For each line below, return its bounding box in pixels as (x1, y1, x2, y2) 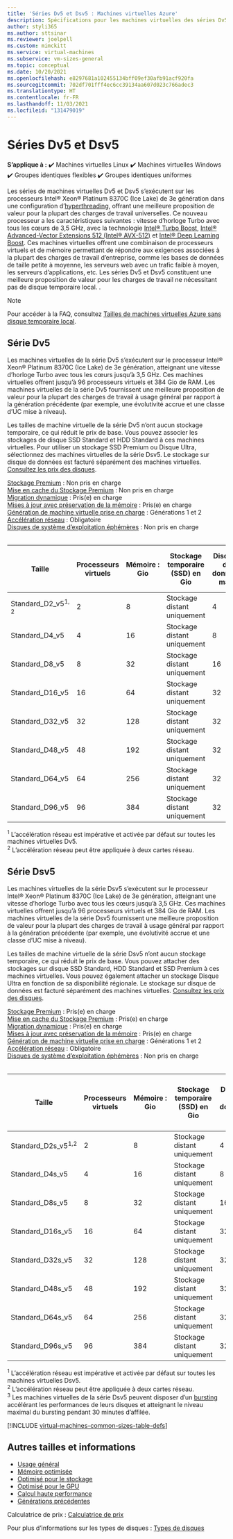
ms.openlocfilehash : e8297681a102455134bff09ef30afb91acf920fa (7, 74, 194, 82)
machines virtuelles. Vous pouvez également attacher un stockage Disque (7, 972, 219, 980)
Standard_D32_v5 (10, 716, 69, 726)
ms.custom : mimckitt (7, 42, 67, 49)
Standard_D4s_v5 (10, 1169, 68, 1179)
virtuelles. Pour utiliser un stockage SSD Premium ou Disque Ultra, (7, 442, 197, 451)
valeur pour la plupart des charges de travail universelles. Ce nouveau (7, 209, 208, 217)
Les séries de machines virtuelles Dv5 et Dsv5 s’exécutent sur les (7, 187, 194, 195)
